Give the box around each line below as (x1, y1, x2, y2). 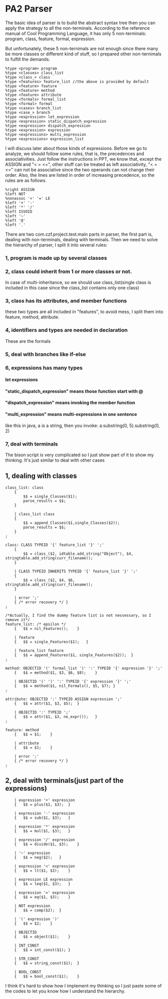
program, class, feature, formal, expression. (5, 36, 96, 42)
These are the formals (5, 338, 51, 344)
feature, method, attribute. (5, 314, 60, 320)
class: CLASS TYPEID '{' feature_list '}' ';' (5, 542, 104, 547)
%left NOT (5, 191, 26, 196)
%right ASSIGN (5, 187, 35, 192)
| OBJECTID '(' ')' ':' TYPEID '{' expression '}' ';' (14, 679, 131, 684)
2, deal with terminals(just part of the (5, 776, 124, 785)
